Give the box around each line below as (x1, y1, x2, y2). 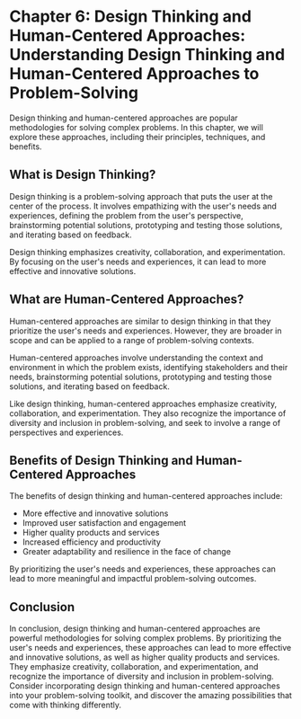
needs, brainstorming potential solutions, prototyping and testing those (9, 371, 272, 382)
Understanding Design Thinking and (9, 45, 286, 65)
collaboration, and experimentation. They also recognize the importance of (9, 407, 287, 419)
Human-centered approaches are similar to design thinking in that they (9, 315, 271, 326)
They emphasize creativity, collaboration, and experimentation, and (9, 661, 259, 672)
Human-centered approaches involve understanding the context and (9, 352, 263, 363)
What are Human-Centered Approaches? (9, 292, 244, 307)
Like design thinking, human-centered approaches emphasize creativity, (9, 398, 277, 409)
